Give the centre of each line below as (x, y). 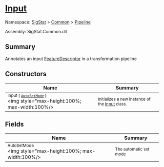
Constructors (26, 74)
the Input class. (113, 104)
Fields (15, 124)
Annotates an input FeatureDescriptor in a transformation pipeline (71, 59)
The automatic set (132, 149)
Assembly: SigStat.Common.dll (36, 31)
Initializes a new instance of (124, 99)
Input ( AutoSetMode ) (27, 95)
